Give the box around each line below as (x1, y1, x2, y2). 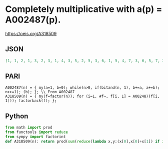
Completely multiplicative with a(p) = (5, 3, 162, 15)
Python (5, 112, 28, 120)
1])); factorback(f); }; (5, 98, 57, 103)
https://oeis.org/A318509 (5, 30, 57, 36)
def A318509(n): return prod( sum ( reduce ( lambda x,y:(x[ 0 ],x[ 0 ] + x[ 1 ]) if (5, 139, 160, 144)
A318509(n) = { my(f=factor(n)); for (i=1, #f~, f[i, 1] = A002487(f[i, (5, 94, 160, 99)
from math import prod (5, 125, 52, 130)
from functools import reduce (5, 130, 68, 135)
